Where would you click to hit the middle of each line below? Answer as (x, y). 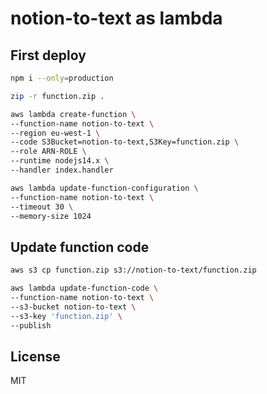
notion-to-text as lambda (116, 18)
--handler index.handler (62, 170)
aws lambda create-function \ (73, 114)
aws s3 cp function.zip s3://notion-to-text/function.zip (133, 270)
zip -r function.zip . (57, 96)
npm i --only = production (62, 78)
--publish (31, 325)
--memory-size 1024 (51, 216)
